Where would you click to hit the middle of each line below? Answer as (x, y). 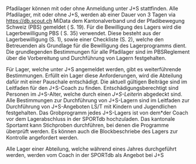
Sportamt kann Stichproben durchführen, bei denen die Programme (87, 125)
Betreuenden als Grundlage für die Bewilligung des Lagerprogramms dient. (97, 46)
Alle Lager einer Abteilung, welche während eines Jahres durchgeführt (91, 149)
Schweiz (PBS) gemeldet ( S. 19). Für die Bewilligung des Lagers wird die (94, 27)
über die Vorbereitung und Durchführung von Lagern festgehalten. (86, 58)
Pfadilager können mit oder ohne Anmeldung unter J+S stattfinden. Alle (92, 8)
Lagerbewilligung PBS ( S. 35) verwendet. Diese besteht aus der (83, 33)
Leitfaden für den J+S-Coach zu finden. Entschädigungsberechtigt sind (92, 88)
